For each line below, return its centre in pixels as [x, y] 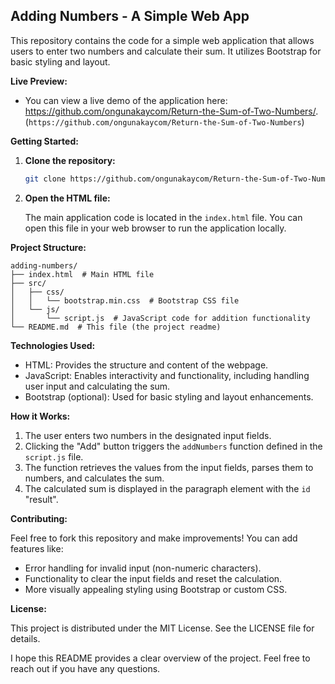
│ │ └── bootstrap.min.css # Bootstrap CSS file [125, 300]
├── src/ [28, 283]
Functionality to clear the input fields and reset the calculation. [153, 578]
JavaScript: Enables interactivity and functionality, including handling [167, 375]
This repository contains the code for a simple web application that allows [162, 40]
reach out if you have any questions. [85, 668]
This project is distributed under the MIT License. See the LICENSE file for [162, 628]
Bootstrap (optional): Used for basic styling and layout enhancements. [169, 396]
